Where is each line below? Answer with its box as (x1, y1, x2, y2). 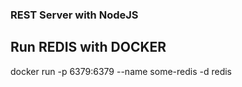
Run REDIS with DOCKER (10, 39, 167, 56)
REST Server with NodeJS (10, 8, 139, 22)
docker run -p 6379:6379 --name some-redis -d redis (10, 65, 232, 77)
